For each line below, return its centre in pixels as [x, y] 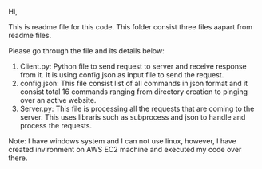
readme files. [30, 35]
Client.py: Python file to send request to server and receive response [133, 66]
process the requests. [56, 126]
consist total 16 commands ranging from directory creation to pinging [133, 92]
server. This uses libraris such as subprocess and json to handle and [133, 117]
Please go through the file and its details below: [87, 51]
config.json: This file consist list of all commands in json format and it [134, 83]
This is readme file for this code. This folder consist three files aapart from [131, 27]
